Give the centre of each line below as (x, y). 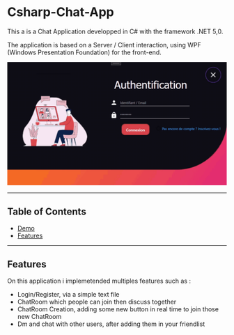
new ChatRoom (39, 317)
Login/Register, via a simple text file (68, 295)
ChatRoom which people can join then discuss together (97, 302)
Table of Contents (47, 211)
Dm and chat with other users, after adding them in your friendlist (111, 324)
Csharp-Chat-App (61, 12)
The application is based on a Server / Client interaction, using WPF (104, 45)
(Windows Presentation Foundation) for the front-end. (84, 52)
